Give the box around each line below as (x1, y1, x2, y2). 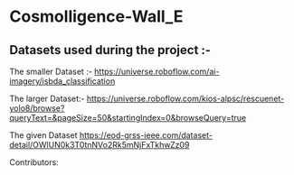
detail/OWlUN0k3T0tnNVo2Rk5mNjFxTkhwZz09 (9, 140, 190, 150)
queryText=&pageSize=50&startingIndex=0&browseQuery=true (9, 113, 247, 123)
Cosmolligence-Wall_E (9, 6, 184, 27)
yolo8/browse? (9, 103, 65, 114)
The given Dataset (9, 130, 78, 141)
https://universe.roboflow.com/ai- (94, 66, 220, 77)
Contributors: (9, 157, 59, 168)
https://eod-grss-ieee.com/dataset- (79, 130, 213, 141)
